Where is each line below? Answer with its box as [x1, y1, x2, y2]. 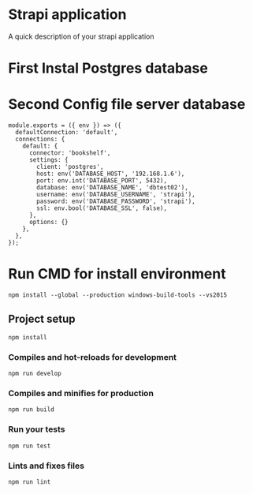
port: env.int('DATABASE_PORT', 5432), [36, 177, 168, 185]
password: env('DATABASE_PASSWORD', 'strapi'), [36, 197, 195, 206]
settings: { [28, 156, 69, 164]
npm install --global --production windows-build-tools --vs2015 [8, 291, 227, 299]
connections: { [15, 136, 65, 144]
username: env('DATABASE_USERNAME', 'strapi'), [36, 191, 195, 199]
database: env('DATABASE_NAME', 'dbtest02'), [36, 184, 189, 192]
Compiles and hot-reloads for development [8, 351, 177, 362]
